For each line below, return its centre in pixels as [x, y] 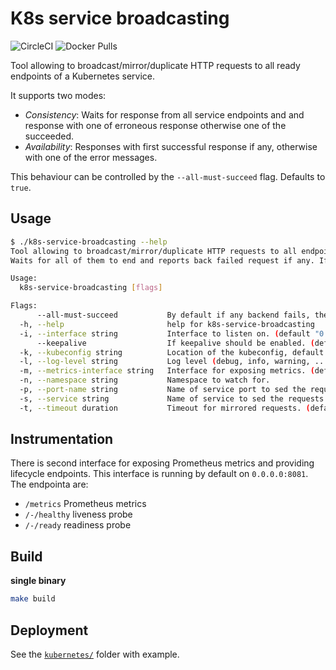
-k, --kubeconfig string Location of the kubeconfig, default [172, 352]
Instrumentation [62, 439]
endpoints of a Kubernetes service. [83, 76]
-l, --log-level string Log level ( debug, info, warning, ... [174, 362]
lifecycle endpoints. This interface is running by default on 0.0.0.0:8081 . [159, 474]
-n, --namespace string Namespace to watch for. [145, 380]
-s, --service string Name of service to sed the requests [172, 398]
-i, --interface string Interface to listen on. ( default [165, 333]
